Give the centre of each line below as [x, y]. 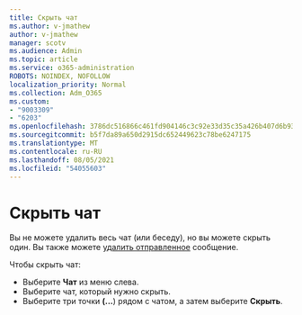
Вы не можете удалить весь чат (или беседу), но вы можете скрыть [140, 238]
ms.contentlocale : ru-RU [56, 151]
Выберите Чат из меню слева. [80, 282]
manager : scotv [38, 43]
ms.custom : [30, 101]
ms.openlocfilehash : [48, 127]
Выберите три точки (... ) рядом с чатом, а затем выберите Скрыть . [152, 301]
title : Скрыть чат [44, 18]
